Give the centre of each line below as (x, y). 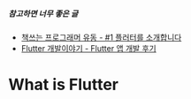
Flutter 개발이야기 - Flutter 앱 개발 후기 (88, 48)
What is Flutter (63, 85)
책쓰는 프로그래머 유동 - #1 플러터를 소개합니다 (101, 37)
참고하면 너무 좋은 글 (43, 13)
